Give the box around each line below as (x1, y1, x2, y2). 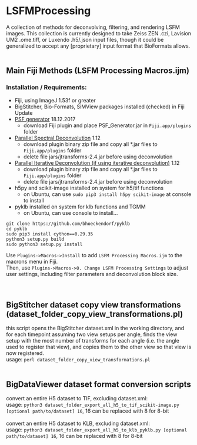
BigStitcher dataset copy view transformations (6, 300, 181, 310)
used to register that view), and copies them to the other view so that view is (6, 343, 192, 351)
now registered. (6, 350, 44, 357)
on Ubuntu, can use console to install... (23, 209, 118, 216)
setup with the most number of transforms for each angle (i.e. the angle (6, 337, 179, 344)
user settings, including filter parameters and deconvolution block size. (6, 270, 178, 277)
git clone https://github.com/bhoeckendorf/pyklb (6, 221, 131, 227)
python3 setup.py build (6, 236, 65, 242)
